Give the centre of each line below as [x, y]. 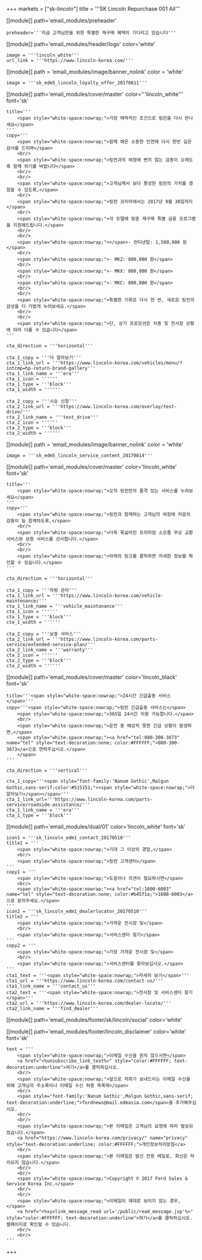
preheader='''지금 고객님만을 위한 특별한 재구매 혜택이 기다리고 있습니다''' [91, 33]
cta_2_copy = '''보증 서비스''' [44, 634]
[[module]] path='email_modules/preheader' [61, 20]
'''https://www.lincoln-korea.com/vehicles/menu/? [117, 363]
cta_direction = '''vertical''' [47, 771]
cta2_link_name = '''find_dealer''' [52, 1009]
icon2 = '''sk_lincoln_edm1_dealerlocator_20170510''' [77, 911]
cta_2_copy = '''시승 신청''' [42, 401]
